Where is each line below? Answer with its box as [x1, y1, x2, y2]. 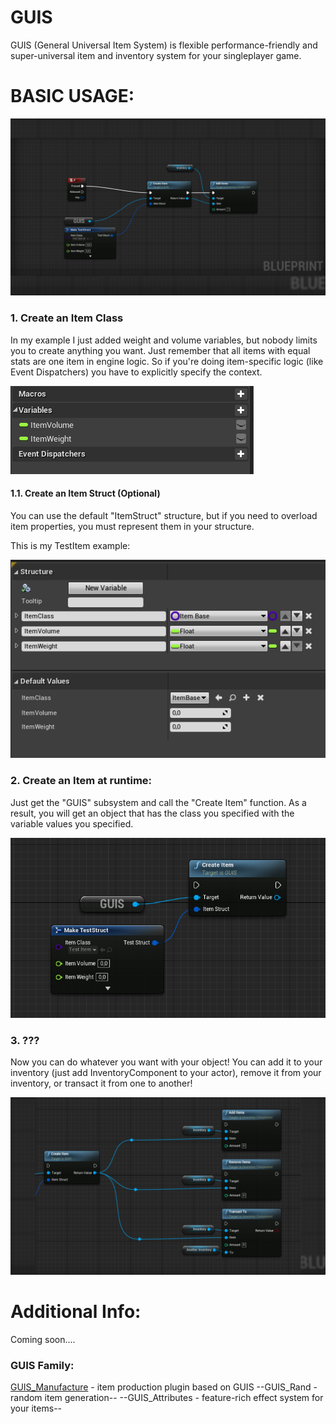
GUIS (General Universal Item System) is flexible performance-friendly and [10, 39, 318, 51]
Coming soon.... [10, 1333, 76, 1345]
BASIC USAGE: [10, 85, 135, 108]
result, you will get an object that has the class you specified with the [10, 807, 295, 819]
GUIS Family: [10, 1358, 75, 1372]
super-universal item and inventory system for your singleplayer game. [10, 49, 302, 61]
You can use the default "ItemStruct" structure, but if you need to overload [10, 509, 318, 521]
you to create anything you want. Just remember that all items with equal [10, 344, 311, 356]
